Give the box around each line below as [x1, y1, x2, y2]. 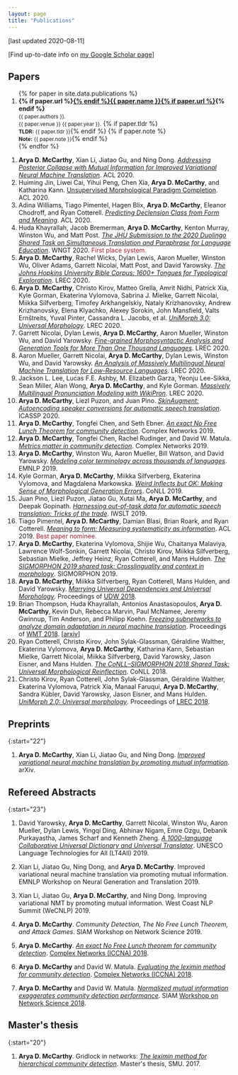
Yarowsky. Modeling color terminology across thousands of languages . [18, 457, 227, 465]
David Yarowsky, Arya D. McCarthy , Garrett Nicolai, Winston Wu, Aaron [18, 819, 228, 827]
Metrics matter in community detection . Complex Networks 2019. [18, 442, 209, 450]
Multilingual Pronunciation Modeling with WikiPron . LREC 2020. [18, 389, 204, 397]
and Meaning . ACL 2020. [18, 216, 92, 224]
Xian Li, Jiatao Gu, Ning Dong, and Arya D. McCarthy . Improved [18, 862, 205, 871]
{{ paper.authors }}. [18, 113, 67, 120]
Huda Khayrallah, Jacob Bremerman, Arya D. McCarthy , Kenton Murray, [18, 224, 229, 232]
